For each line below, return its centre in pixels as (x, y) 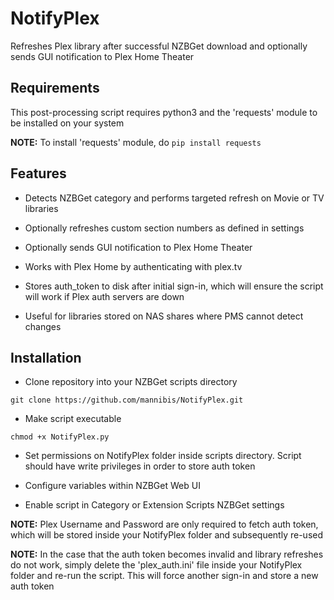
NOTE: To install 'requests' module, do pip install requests (136, 142)
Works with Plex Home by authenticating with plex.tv (133, 266)
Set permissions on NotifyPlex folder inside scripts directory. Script (163, 456)
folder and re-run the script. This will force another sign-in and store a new (164, 576)
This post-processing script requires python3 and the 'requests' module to (164, 112)
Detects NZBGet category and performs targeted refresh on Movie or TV (174, 198)
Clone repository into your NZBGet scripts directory (131, 382)
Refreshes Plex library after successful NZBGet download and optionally (159, 46)
